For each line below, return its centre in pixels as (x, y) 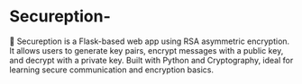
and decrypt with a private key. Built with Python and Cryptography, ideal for (151, 60)
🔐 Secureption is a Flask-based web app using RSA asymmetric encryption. (150, 41)
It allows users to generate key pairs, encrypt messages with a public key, (146, 50)
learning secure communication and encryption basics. (112, 70)
